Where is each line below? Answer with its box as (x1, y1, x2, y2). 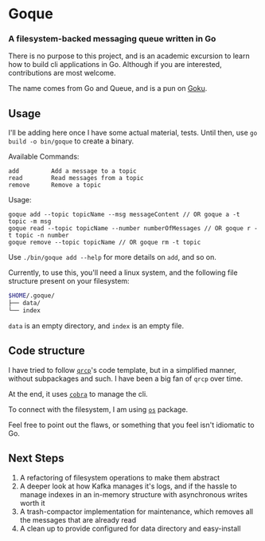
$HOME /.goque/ (8, 292, 56, 300)
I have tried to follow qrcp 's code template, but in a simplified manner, (8, 365, 236, 374)
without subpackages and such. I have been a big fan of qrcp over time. (8, 374, 244, 383)
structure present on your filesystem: (8, 276, 130, 286)
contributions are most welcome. (8, 69, 117, 78)
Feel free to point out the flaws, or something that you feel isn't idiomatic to (8, 420, 255, 429)
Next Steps (8, 452, 64, 465)
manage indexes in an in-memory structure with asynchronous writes (19, 489, 248, 499)
